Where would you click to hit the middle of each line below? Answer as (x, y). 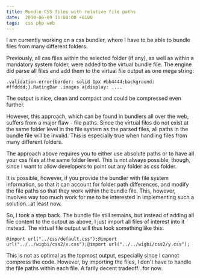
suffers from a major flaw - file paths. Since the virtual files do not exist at (97, 123)
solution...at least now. (34, 204)
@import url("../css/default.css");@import (62, 239)
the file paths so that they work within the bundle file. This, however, (91, 191)
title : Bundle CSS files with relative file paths (71, 12)
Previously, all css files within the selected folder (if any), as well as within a (100, 58)
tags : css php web (31, 23)
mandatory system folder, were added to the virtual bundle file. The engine (99, 64)
